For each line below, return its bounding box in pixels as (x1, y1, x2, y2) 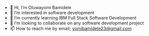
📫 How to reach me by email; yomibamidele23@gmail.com (9, 26, 132, 31)
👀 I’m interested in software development (9, 10, 95, 16)
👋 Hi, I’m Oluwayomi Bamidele (9, 5, 72, 10)
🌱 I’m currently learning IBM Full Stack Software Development (9, 15, 137, 20)
